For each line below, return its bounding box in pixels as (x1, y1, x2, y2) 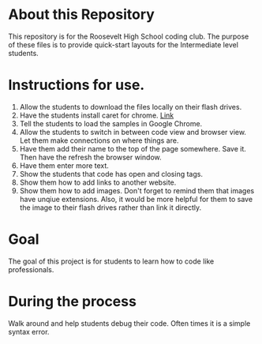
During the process (8, 293, 137, 310)
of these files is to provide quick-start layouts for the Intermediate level (8, 39, 239, 49)
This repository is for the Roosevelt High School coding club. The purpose (8, 32, 249, 41)
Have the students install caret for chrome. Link (19, 110, 174, 120)
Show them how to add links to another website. (19, 178, 177, 187)
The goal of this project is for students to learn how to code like (8, 256, 215, 266)
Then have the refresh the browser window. (19, 152, 162, 162)
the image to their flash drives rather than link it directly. (19, 203, 202, 212)
